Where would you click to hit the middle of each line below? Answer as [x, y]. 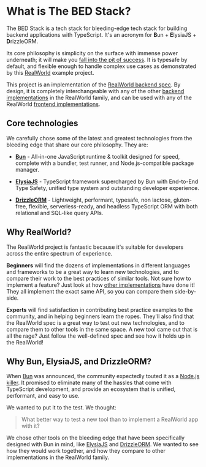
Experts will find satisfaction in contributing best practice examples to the [100, 309]
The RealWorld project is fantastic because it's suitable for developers [95, 247]
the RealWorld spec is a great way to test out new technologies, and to [96, 322]
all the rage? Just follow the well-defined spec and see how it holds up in [99, 336]
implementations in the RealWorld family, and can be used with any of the [99, 97]
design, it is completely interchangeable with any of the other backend [95, 91]
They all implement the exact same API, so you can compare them [90, 291]
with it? [30, 426]
